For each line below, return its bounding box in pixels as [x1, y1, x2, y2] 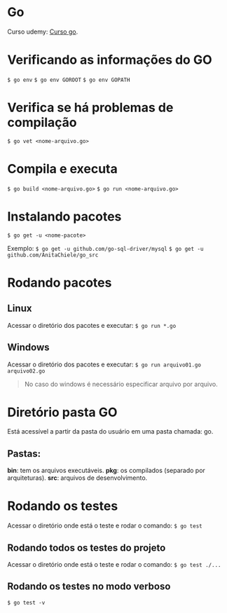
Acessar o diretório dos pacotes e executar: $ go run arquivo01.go [7, 360, 202, 369]
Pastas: [7, 448, 41, 460]
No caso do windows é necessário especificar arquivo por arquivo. [24, 380, 219, 388]
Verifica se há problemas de [7, 99, 174, 116]
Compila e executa [7, 161, 118, 177]
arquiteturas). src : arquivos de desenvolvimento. [7, 474, 148, 482]
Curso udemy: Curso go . [7, 27, 78, 36]
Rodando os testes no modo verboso [7, 581, 171, 593]
